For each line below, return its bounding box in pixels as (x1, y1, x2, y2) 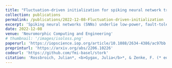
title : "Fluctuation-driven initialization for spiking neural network (5, 7, 161, 13)
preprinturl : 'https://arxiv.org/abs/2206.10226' (5, 46, 114, 51)
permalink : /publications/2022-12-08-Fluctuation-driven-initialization (5, 17, 164, 22)
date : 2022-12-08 (5, 27, 42, 32)
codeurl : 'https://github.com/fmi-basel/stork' (5, 50, 109, 55)
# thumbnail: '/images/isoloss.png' (5, 36, 83, 41)
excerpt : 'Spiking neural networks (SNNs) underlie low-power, (5, 21, 143, 27)
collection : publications (5, 12, 60, 17)
